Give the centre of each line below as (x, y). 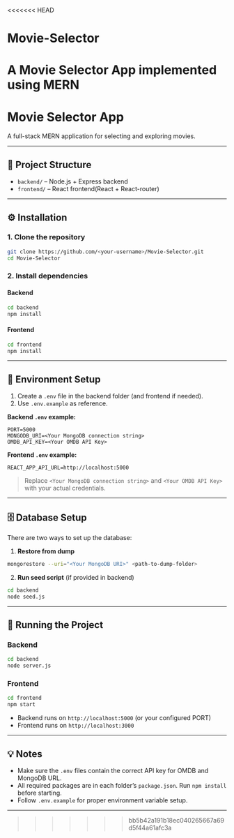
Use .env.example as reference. (62, 403)
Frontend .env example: (42, 455)
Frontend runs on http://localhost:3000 (76, 726)
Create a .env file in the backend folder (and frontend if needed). (110, 396)
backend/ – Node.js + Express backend (73, 181)
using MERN (44, 85)
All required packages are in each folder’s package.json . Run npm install (122, 785)
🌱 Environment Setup (54, 379)
